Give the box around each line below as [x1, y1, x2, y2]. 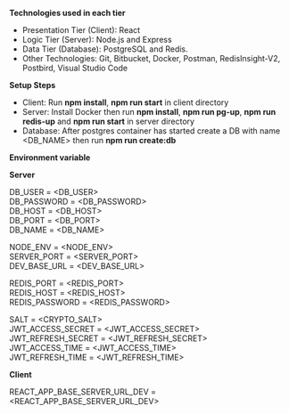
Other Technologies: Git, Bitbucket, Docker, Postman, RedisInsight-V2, [21, 53, 281, 63]
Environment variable [9, 152, 91, 163]
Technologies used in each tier [9, 8, 127, 18]
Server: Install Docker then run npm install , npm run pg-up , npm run [21, 107, 277, 117]
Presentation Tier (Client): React [21, 25, 141, 35]
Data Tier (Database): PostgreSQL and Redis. [21, 44, 189, 54]
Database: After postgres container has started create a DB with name [21, 126, 281, 136]
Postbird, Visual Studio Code [21, 62, 128, 73]
